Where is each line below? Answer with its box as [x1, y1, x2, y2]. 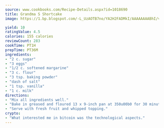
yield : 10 [5, 25, 25, 30]
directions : [5, 93, 29, 98]
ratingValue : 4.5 [5, 30, 41, 35]
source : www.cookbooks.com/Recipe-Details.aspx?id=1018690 [5, 7, 128, 12]
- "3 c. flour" [5, 70, 36, 75]
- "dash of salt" [5, 79, 41, 84]
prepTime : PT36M [5, 47, 38, 53]
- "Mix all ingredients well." [5, 97, 69, 102]
